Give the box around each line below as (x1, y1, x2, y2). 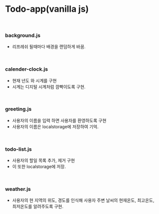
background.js (5, 32, 41, 39)
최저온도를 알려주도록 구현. (12, 204, 64, 210)
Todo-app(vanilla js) (5, 3, 89, 15)
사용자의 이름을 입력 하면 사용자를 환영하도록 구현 (12, 117, 107, 123)
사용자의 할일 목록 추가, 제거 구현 (12, 158, 75, 163)
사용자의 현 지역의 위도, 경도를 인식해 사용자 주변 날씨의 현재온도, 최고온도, (12, 197, 155, 203)
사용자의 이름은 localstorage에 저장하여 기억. (12, 124, 99, 130)
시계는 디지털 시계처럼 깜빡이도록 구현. (12, 83, 86, 89)
